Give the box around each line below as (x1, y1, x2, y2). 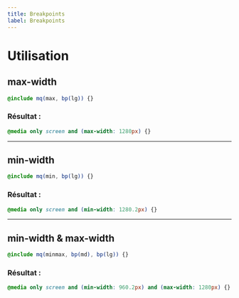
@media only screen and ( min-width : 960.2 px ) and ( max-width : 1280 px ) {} (7, 284, 231, 292)
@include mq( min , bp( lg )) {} (7, 173, 94, 180)
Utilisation (7, 48, 69, 64)
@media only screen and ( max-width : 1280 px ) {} (7, 127, 152, 135)
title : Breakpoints (7, 10, 65, 18)
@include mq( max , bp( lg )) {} (7, 95, 94, 102)
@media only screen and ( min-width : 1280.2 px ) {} (7, 206, 158, 213)
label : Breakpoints (7, 17, 65, 24)
